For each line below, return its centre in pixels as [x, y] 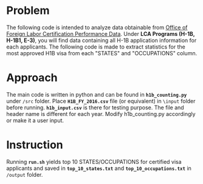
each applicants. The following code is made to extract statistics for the [96, 47]
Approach [32, 78]
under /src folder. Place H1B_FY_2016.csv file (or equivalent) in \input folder [101, 101]
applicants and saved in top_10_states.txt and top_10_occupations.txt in [99, 168]
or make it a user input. [35, 120]
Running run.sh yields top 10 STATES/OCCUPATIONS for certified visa [94, 162]
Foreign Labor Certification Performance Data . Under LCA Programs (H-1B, [101, 33]
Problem [28, 11]
